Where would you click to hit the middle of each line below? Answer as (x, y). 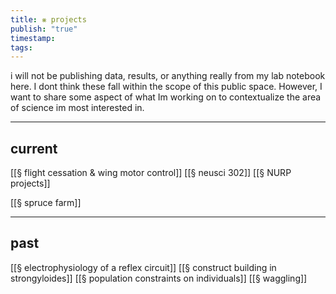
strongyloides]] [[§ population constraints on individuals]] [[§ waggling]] (159, 278)
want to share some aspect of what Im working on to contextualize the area (166, 97)
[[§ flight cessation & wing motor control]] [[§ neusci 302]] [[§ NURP (151, 173)
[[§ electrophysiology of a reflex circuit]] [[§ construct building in (143, 267)
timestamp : (33, 38)
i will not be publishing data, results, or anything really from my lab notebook (168, 76)
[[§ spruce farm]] (46, 203)
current (34, 148)
